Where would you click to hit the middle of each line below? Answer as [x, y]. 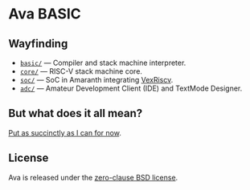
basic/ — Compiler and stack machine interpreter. [103, 63]
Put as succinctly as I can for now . [65, 132]
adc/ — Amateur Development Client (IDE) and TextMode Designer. [131, 88]
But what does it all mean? [76, 113]
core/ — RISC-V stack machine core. [81, 71]
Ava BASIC [45, 14]
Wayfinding [38, 44]
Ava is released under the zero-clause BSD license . [93, 177]
